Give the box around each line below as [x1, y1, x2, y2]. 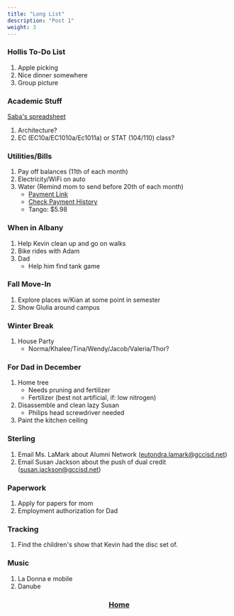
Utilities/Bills [7, 151, 52, 161]
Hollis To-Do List [7, 47, 66, 57]
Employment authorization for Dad [17, 507, 118, 515]
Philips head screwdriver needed [28, 409, 125, 417]
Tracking [7, 524, 39, 534]
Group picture [17, 78, 59, 87]
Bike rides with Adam [17, 247, 80, 255]
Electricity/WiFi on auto [17, 175, 86, 183]
